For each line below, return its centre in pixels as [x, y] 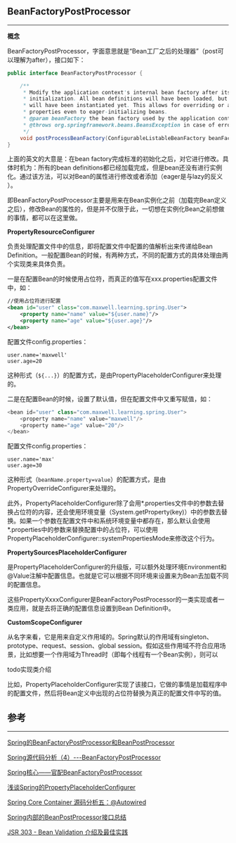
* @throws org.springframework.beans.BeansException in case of [119, 125]
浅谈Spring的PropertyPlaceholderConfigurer [71, 787]
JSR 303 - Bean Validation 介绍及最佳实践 [68, 832]
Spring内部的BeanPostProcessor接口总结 [67, 817]
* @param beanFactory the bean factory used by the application [119, 119]
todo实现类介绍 [29, 670]
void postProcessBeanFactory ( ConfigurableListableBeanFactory [113, 138]
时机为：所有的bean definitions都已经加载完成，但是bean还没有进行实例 [118, 167]
